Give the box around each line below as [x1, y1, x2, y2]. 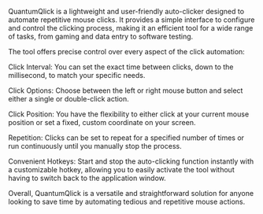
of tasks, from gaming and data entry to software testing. [8, 31, 194, 41]
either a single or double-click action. [8, 94, 130, 103]
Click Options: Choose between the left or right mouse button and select [8, 86, 243, 95]
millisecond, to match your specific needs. [8, 71, 146, 79]
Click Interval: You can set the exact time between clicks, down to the [8, 62, 234, 72]
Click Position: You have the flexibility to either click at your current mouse [8, 109, 250, 119]
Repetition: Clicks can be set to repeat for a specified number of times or [8, 133, 245, 142]
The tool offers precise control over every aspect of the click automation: [8, 47, 246, 56]
